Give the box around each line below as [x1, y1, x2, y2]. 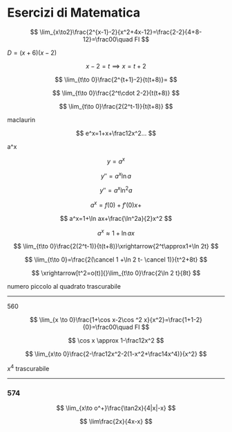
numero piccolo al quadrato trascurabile [7, 282, 121, 291]
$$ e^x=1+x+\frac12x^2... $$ [75, 129, 157, 137]
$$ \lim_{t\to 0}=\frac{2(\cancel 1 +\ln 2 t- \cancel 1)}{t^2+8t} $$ [24, 255, 208, 264]
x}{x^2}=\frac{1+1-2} [144, 316, 202, 324]
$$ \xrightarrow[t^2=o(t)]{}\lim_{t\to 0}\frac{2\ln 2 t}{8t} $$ [31, 269, 201, 278]
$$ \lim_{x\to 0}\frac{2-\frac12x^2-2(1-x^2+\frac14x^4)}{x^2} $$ [25, 350, 207, 358]
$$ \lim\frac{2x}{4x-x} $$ [79, 417, 153, 426]
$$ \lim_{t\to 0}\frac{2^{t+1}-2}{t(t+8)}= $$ [55, 75, 177, 84]
